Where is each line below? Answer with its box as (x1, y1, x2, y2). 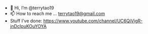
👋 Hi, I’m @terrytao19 (10, 5, 54, 11)
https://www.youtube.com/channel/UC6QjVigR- (43, 18, 143, 24)
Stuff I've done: (10, 18, 42, 24)
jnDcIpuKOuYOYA (10, 23, 47, 29)
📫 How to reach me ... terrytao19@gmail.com (10, 11, 105, 16)
